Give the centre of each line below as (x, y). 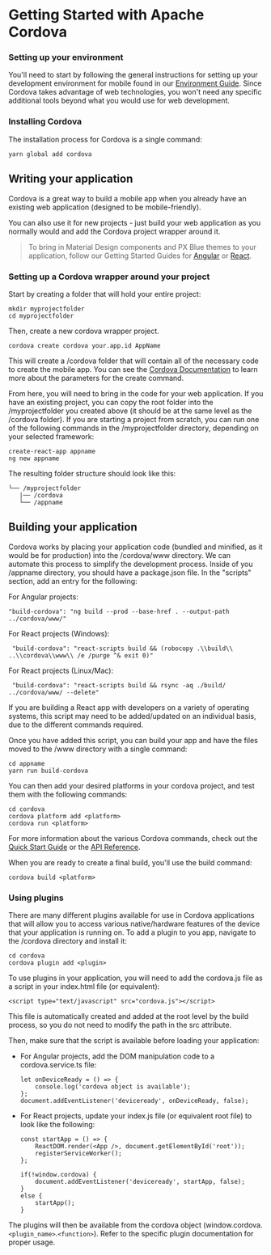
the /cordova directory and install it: (68, 941)
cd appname (27, 763)
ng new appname (34, 458)
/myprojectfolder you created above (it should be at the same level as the (130, 411)
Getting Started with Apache (106, 15)
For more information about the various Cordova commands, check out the (133, 838)
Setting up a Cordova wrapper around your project (109, 277)
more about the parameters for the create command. (96, 378)
